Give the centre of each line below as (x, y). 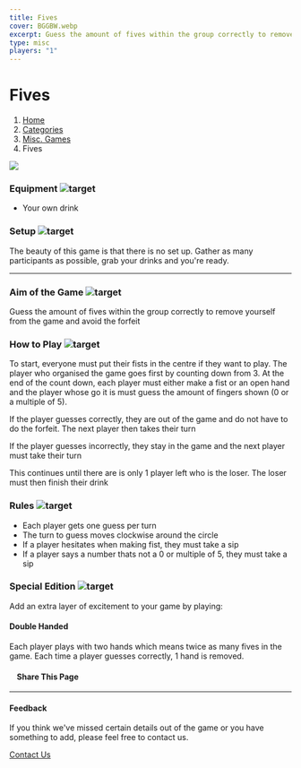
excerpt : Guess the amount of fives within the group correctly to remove (152, 34)
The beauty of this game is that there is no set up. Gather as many (131, 251)
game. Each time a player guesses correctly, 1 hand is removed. (127, 656)
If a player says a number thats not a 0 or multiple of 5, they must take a (155, 554)
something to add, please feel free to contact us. (99, 738)
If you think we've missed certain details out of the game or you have (137, 728)
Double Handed (39, 626)
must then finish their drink (59, 483)
